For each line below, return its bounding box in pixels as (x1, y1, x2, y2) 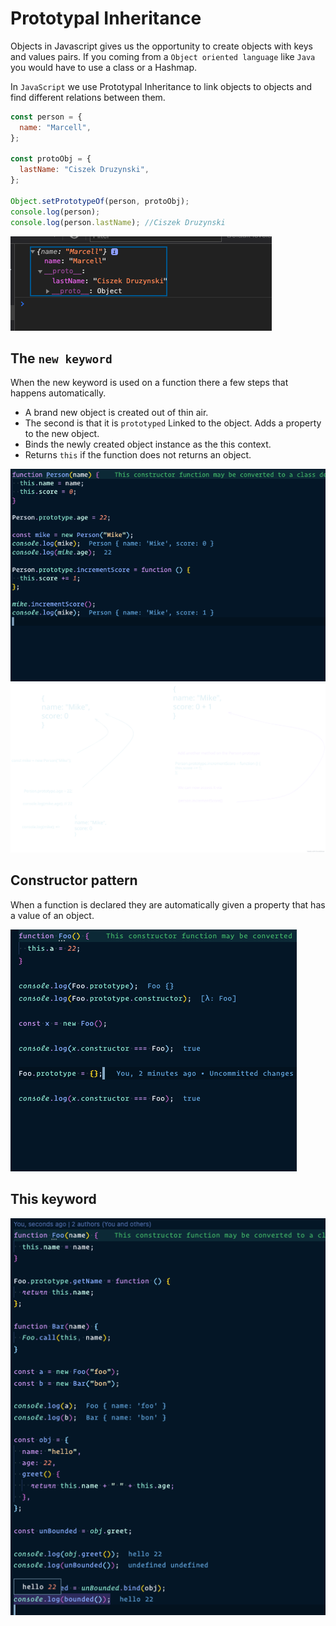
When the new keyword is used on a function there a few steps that (10, 377, 289, 389)
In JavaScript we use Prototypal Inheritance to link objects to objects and (10, 80, 313, 92)
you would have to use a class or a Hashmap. (10, 61, 197, 73)
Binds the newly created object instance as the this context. (24, 438, 272, 451)
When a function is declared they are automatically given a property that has (10, 898, 326, 911)
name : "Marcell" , (19, 122, 92, 132)
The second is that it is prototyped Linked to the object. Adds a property (24, 417, 322, 429)
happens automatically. (10, 387, 107, 399)
